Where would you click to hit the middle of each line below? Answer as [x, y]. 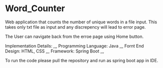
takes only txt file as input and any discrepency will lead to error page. [75, 27]
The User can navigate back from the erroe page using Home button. [74, 36]
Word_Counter [35, 8]
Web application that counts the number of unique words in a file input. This [81, 22]
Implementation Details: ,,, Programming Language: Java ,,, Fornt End [75, 46]
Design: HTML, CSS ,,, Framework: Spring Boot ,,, [55, 51]
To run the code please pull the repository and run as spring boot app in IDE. [82, 60]
